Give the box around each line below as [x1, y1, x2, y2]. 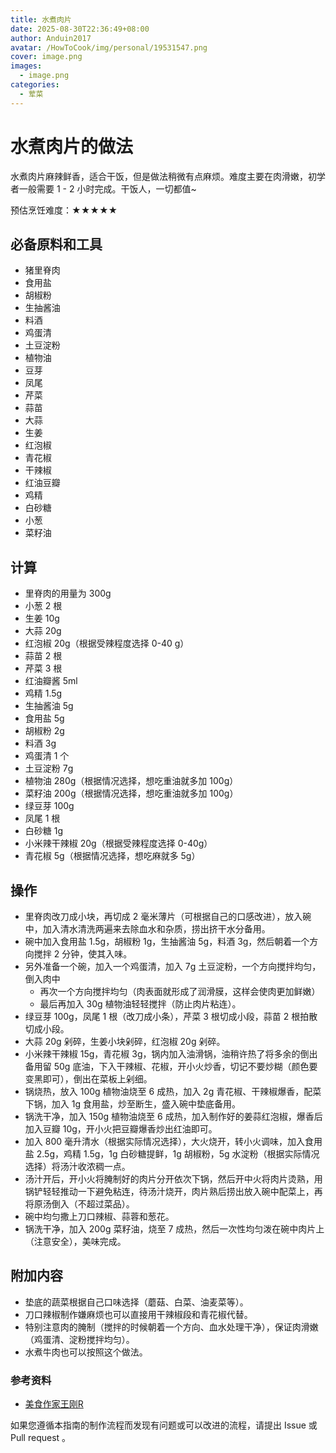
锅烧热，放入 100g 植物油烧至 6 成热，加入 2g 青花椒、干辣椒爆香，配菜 [24, 1086, 322, 1097]
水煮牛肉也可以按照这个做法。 [24, 1346, 148, 1358]
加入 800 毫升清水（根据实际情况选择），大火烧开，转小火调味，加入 [24, 1136, 305, 1147]
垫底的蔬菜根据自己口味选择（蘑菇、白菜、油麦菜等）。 [24, 1296, 249, 1308]
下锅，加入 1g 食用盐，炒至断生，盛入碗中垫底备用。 [24, 1098, 241, 1110]
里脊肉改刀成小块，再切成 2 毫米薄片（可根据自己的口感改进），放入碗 [24, 911, 312, 922]
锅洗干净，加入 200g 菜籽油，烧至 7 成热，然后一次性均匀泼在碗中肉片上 [24, 1223, 325, 1235]
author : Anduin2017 [10, 33, 92, 43]
